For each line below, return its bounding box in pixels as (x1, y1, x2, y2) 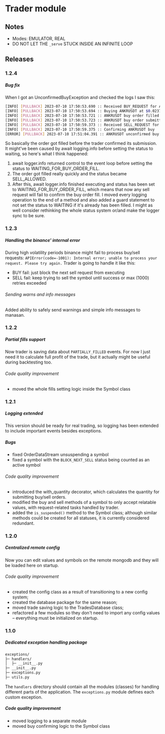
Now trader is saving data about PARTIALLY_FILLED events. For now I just (5, 349, 151, 355)
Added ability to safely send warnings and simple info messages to (5, 306, 141, 313)
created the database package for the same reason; (12, 599, 118, 605)
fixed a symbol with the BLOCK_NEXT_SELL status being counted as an (12, 457, 150, 463)
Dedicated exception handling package (5, 639, 87, 645)
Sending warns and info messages (5, 291, 76, 297)
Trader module (5, 3, 66, 14)
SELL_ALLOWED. (12, 176, 47, 182)
